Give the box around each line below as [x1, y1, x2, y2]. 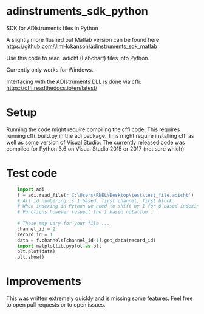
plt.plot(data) [17, 248, 56, 254]
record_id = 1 [17, 231, 53, 237]
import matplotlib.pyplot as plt [17, 243, 102, 249]
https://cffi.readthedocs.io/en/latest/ [6, 84, 98, 92]
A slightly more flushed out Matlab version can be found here [6, 36, 160, 43]
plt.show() [17, 254, 45, 261]
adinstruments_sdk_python [6, 4, 149, 18]
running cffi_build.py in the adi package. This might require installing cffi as [6, 132, 194, 139]
